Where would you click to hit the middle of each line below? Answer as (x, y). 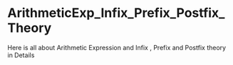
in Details (21, 55)
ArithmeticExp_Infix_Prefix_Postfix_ (116, 13)
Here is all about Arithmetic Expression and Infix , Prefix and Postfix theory (117, 47)
